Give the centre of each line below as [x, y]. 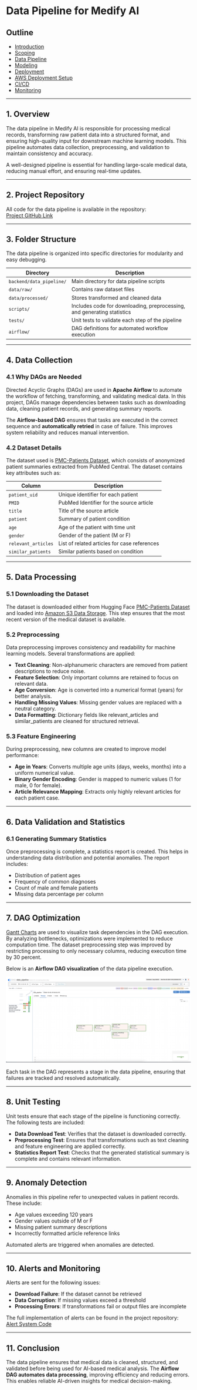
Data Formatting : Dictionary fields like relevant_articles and [86, 714]
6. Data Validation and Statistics [66, 822]
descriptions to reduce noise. [50, 671]
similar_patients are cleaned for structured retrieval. [77, 721]
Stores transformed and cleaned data [116, 297]
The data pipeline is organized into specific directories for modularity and [95, 253]
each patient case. [37, 798]
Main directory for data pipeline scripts [118, 281]
